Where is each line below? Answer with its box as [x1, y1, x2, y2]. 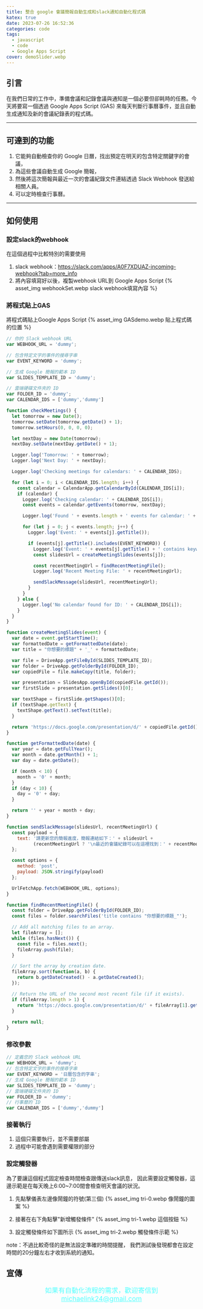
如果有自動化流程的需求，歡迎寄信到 [45, 1285, 158, 1294]
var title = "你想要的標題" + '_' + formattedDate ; [11, 646, 139, 652]
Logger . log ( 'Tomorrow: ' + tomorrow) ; [11, 452, 110, 458]
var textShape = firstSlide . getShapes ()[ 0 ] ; [11, 696, 126, 703]
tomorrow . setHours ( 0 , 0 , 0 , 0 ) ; [11, 425, 94, 431]
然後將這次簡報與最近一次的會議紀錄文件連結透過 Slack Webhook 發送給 [14, 175, 195, 182]
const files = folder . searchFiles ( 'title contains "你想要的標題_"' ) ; [11, 913, 188, 920]
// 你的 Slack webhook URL [6, 336, 72, 342]
